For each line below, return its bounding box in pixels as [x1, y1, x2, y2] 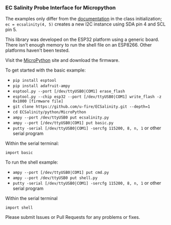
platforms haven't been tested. [5, 48, 70, 54]
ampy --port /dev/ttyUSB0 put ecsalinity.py [12, 115, 109, 120]
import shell [5, 205, 33, 211]
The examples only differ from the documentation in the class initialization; [5, 16, 162, 22]
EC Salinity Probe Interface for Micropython [5, 4, 116, 11]
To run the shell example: [5, 159, 59, 165]
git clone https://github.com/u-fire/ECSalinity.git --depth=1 [12, 104, 151, 109]
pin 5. [5, 27, 17, 33]
